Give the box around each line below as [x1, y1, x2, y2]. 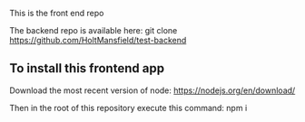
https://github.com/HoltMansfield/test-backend [9, 35, 187, 45]
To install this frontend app [9, 61, 165, 76]
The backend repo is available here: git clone [9, 25, 178, 35]
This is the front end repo [9, 8, 104, 18]
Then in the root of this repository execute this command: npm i [9, 102, 248, 113]
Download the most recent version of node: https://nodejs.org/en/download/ [9, 85, 296, 96]
